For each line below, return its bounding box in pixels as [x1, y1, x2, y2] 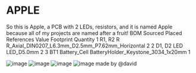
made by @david [95, 60, 137, 67]
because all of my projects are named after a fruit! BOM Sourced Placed [6, 29, 182, 36]
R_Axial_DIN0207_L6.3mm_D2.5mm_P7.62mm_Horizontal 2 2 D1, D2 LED [6, 42, 183, 49]
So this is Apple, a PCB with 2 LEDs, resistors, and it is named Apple [6, 23, 173, 30]
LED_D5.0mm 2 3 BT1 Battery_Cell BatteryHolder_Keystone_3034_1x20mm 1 [6, 48, 191, 55]
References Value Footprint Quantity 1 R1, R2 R [6, 36, 120, 43]
